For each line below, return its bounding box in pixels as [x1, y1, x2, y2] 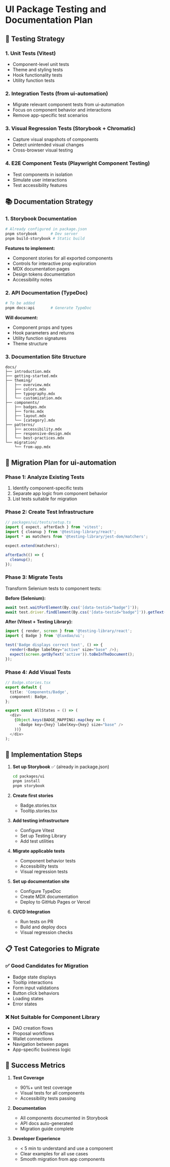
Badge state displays [12, 974, 57, 980]
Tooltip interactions [12, 979, 53, 985]
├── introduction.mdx [5, 369, 51, 374]
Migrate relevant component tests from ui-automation [12, 101, 125, 107]
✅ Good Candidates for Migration [5, 962, 89, 969]
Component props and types [12, 324, 73, 330]
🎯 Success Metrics [5, 1061, 66, 1070]
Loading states [12, 995, 44, 1001]
